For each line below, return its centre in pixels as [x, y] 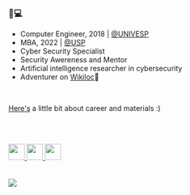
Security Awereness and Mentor [74, 60]
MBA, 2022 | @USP [53, 43]
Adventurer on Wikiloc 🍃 [59, 77]
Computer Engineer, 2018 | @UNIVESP [84, 34]
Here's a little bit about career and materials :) [84, 108]
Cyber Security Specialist [62, 51]
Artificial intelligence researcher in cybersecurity [101, 69]
